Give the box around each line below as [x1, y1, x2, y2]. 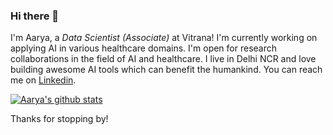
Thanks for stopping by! [10, 113, 109, 125]
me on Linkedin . [10, 74, 77, 86]
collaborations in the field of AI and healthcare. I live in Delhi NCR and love [10, 53, 317, 65]
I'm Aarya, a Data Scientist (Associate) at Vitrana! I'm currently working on [10, 32, 318, 44]
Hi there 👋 [10, 9, 60, 23]
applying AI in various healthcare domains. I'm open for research [10, 42, 278, 54]
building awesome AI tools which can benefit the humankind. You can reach [10, 64, 323, 76]
